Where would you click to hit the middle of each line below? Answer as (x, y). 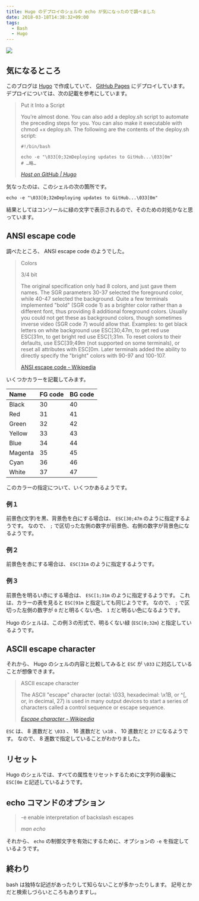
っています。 (21, 217)
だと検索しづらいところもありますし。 (53, 891)
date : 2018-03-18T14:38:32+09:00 (48, 17)
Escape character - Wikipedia (57, 719)
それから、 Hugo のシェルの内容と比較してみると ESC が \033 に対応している (99, 664)
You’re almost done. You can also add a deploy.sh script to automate (105, 116)
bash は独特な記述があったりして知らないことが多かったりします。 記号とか (99, 884)
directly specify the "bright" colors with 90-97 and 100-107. (93, 355)
